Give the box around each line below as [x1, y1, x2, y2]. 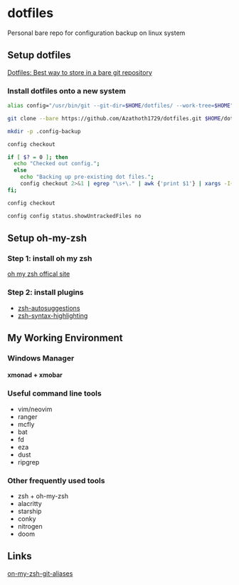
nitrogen [17, 522, 43, 531]
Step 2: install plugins [7, 287, 84, 297]
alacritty [17, 499, 43, 508]
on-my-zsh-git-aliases [7, 569, 73, 578]
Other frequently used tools [7, 475, 105, 485]
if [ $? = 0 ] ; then [7, 153, 69, 161]
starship [17, 507, 42, 516]
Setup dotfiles [7, 49, 71, 61]
